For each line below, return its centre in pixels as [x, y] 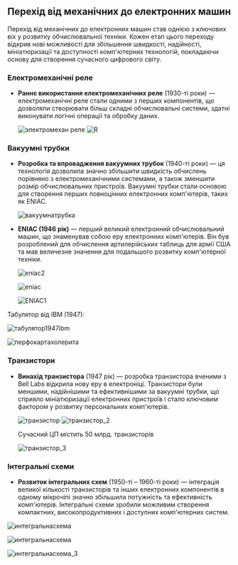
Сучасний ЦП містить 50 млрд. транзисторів [86, 434]
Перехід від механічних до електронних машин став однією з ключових [117, 28]
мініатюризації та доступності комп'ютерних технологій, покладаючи [113, 51]
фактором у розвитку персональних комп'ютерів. [93, 406]
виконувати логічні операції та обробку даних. [88, 116]
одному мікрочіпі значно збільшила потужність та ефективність [115, 497]
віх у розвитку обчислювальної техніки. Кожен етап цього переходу [111, 36]
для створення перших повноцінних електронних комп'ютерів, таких [123, 194]
